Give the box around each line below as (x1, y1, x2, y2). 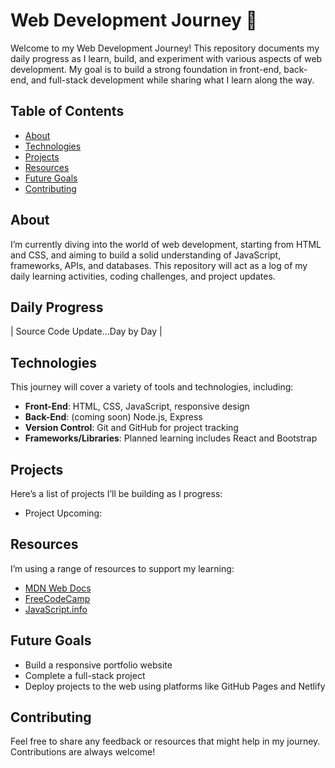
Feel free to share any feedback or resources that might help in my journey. (10, 735, 321, 748)
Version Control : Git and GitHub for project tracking (24, 422, 239, 434)
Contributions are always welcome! (10, 746, 156, 758)
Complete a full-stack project (24, 669, 146, 681)
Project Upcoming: (24, 507, 103, 519)
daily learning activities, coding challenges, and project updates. (10, 270, 276, 282)
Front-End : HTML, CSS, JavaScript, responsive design (24, 400, 250, 413)
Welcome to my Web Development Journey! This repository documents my (10, 42, 320, 54)
